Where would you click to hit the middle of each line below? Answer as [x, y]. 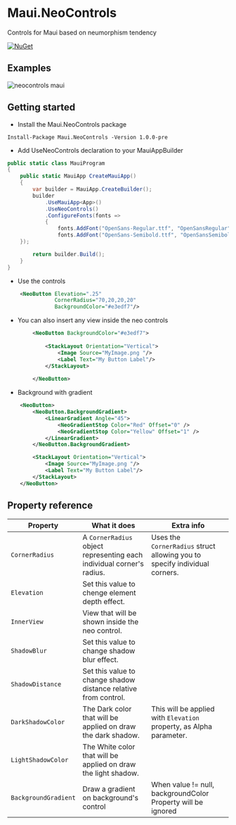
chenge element [109, 593]
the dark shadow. [111, 735]
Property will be [177, 802]
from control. [104, 697]
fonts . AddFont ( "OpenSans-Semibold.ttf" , [117, 235]
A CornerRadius [107, 537]
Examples [29, 68]
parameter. [169, 735]
